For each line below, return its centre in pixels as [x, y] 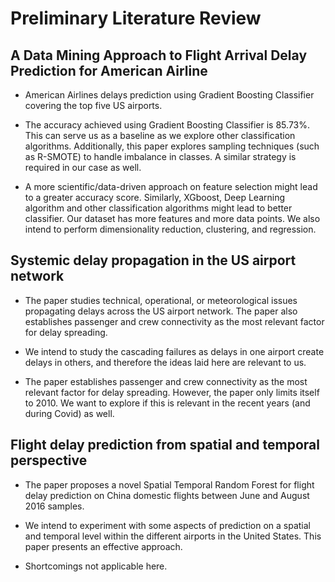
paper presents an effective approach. [103, 546]
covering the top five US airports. [93, 105]
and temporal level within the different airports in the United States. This [173, 536]
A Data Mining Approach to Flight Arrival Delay [159, 55]
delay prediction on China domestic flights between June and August [167, 495]
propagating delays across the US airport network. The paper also [161, 311]
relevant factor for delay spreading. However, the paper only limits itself [172, 392]
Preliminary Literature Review [136, 18]
